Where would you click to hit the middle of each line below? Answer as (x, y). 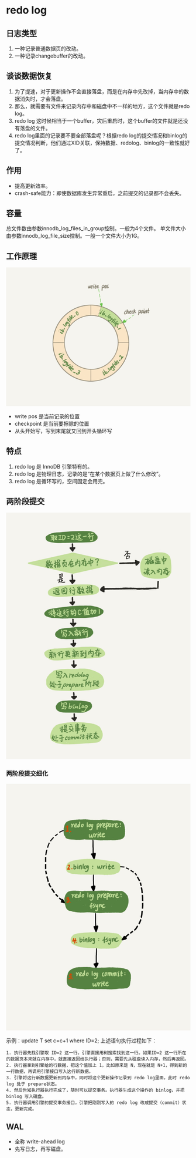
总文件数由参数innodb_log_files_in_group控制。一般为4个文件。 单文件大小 (96, 228)
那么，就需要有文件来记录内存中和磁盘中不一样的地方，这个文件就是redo (102, 106)
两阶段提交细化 (27, 774)
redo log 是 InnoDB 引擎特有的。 (54, 466)
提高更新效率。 (32, 186)
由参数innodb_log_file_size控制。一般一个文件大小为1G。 (74, 236)
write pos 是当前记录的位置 (47, 416)
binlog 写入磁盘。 (26, 1096)
